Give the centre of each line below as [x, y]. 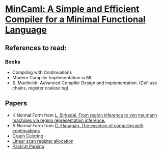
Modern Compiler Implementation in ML [52, 77]
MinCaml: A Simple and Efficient [72, 9]
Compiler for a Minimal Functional [75, 19]
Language [26, 30]
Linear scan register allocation [43, 141]
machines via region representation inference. [59, 120]
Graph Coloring [28, 136]
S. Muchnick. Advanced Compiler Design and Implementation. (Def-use [84, 83]
